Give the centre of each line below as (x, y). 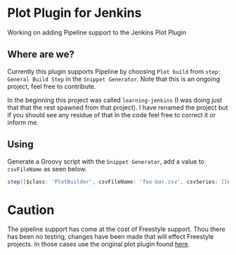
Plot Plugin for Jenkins (74, 13)
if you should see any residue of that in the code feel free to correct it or (112, 115)
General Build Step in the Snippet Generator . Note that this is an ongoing (114, 79)
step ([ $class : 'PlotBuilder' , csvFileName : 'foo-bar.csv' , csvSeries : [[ (118, 182)
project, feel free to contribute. (52, 86)
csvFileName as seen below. (47, 169)
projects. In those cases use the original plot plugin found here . (99, 244)
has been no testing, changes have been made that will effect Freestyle (111, 237)
